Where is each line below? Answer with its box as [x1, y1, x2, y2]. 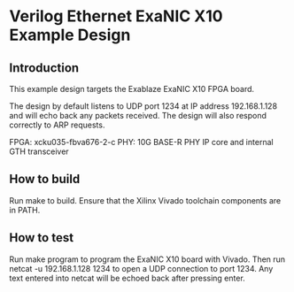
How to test [9, 230, 73, 245]
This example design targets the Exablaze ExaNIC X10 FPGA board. [9, 84, 255, 94]
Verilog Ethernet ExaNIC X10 [9, 6, 223, 27]
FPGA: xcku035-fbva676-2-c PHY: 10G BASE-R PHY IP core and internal [9, 137, 274, 147]
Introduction [9, 60, 80, 75]
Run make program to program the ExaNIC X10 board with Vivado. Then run [9, 254, 286, 265]
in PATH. [9, 204, 41, 215]
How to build [9, 172, 81, 187]
